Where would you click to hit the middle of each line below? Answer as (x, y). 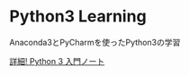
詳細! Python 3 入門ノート (57, 61)
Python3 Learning (78, 17)
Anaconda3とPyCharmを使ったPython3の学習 (95, 42)
